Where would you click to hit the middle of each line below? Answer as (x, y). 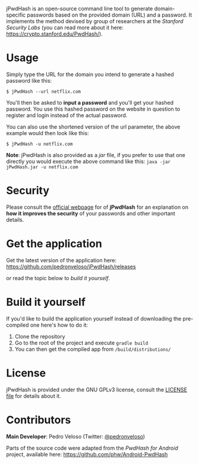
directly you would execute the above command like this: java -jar (89, 161)
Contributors (39, 420)
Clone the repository (40, 336)
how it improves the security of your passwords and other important (91, 213)
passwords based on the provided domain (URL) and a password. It (110, 15)
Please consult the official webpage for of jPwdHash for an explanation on (97, 207)
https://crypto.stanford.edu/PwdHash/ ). (54, 34)
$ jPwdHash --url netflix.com (44, 92)
